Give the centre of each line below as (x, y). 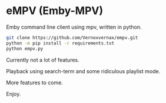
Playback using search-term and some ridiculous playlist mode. (83, 71)
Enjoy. (14, 94)
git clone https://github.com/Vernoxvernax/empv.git (72, 37)
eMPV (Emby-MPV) (55, 11)
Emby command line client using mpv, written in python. (74, 27)
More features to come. (35, 83)
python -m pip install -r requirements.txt (60, 43)
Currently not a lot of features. (43, 60)
